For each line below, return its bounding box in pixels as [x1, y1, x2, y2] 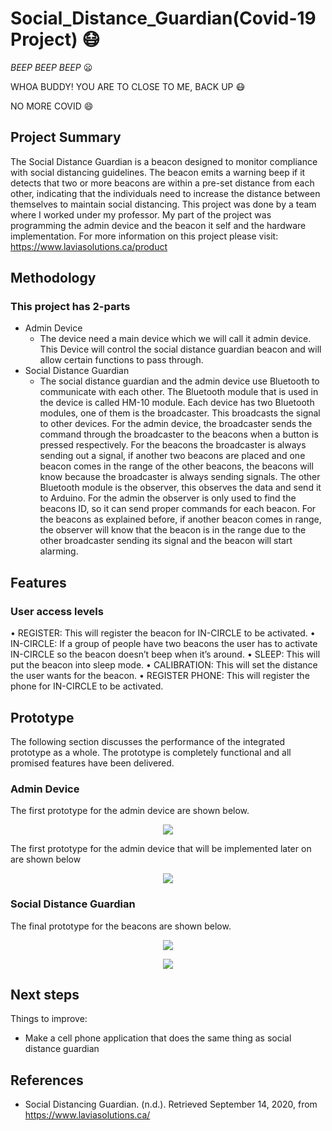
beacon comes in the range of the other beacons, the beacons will [39, 460, 314, 472]
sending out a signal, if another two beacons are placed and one [39, 450, 306, 462]
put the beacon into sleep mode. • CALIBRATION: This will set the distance [10, 659, 318, 671]
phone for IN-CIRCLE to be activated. [10, 680, 164, 692]
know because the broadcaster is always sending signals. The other [39, 471, 321, 483]
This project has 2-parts [10, 300, 131, 314]
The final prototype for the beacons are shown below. [10, 920, 232, 932]
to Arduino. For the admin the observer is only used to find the [39, 492, 297, 504]
